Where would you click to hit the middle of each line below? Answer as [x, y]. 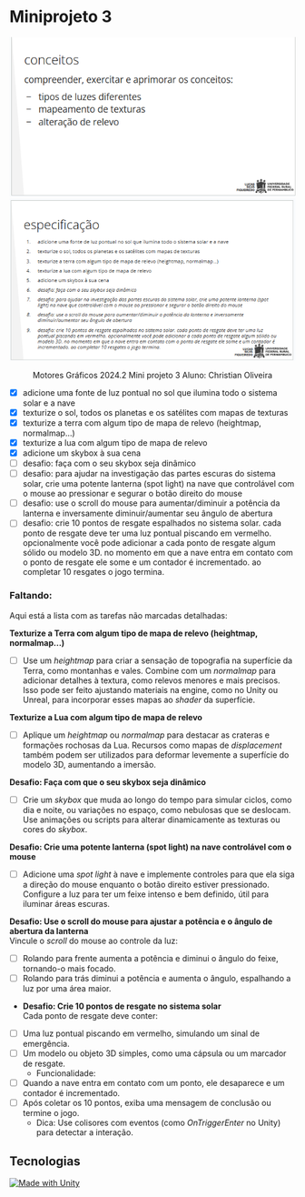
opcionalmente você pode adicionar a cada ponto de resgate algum [149, 543]
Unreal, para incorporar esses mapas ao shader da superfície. [139, 699]
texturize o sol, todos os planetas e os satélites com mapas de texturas [155, 412]
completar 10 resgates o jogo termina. [93, 572]
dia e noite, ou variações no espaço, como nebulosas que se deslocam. [157, 810]
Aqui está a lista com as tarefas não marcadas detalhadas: [118, 615]
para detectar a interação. [84, 1132]
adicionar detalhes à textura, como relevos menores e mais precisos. [151, 680]
